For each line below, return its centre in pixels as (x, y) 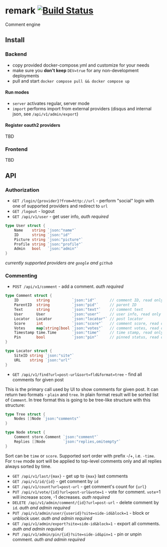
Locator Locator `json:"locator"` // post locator (79, 319)
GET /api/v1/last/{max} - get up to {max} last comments (70, 476)
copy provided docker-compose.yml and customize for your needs (81, 65)
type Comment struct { (29, 296)
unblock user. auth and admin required (52, 518)
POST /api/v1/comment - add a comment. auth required (68, 286)
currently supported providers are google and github (59, 263)
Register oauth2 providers (33, 125)
